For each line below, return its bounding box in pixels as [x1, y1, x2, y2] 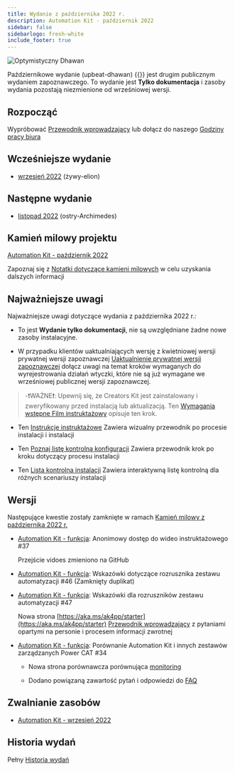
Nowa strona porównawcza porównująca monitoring [28, 663, 182, 671]
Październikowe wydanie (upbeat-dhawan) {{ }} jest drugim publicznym [7, 70, 215, 79]
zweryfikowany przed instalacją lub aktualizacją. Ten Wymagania [24, 402, 215, 410]
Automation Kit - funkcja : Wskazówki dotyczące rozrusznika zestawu [17, 570, 220, 577]
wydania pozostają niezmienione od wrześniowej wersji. [7, 85, 172, 94]
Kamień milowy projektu [7, 232, 117, 244]
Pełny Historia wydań [7, 755, 70, 764]
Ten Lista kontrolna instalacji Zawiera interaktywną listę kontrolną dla [17, 466, 219, 474]
